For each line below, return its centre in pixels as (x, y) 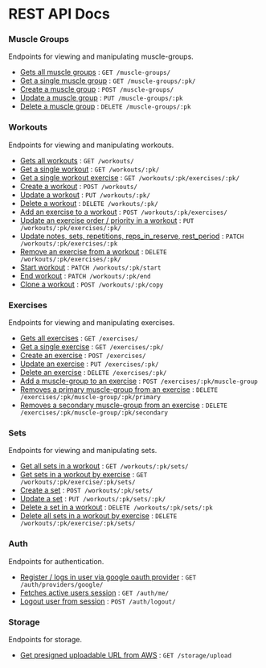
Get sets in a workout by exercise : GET (84, 475)
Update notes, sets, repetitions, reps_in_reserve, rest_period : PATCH (132, 236)
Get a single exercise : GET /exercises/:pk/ (92, 347)
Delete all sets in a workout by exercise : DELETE (98, 516)
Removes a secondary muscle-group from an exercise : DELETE (123, 405)
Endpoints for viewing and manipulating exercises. (92, 323)
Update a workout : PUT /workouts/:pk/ (85, 195)
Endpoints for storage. (45, 639)
